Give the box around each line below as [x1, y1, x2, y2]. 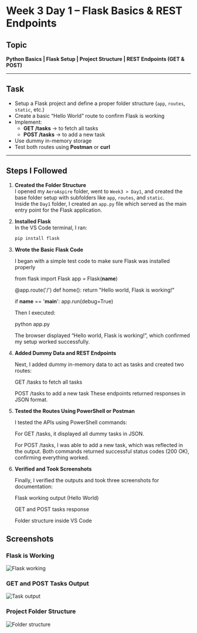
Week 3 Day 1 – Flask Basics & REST [6, 4, 183, 18]
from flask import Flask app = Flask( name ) [14, 275, 118, 282]
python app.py [14, 320, 50, 327]
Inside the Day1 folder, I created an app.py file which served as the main [14, 200, 187, 207]
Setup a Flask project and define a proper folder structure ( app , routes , [14, 100, 186, 107]
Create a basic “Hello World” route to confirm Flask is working [14, 112, 165, 119]
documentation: [14, 483, 53, 490]
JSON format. [14, 396, 48, 403]
